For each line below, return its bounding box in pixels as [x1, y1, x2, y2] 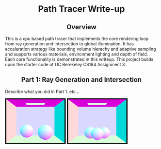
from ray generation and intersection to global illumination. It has [5, 41, 134, 47]
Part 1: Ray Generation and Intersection [21, 75, 142, 84]
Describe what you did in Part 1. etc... [5, 89, 80, 94]
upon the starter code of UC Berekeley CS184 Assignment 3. [5, 62, 126, 67]
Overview [66, 23, 97, 31]
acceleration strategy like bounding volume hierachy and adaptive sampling [5, 46, 156, 52]
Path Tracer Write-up [38, 3, 125, 15]
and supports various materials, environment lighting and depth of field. [5, 51, 148, 57]
